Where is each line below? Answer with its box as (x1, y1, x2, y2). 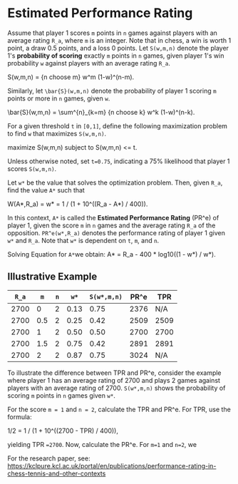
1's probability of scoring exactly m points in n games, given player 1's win (7, 51, 224, 60)
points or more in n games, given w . (7, 94, 110, 103)
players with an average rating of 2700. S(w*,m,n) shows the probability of (7, 383, 226, 392)
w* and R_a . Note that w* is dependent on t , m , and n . (7, 236, 160, 244)
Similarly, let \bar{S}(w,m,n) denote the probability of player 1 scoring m (7, 86, 217, 95)
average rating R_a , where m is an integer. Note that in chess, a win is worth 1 (7, 36, 232, 44)
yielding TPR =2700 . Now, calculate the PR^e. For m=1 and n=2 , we (7, 440, 197, 448)
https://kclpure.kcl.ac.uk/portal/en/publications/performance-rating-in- (7, 461, 217, 470)
